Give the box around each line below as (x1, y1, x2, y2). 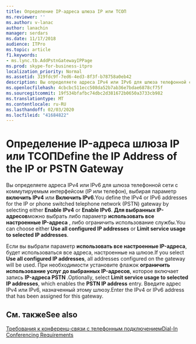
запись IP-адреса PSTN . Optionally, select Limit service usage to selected (6, 274, 188, 281)
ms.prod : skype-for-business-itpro (6, 63, 93, 69)
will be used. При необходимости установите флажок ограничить (6, 261, 170, 268)
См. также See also (6, 309, 78, 319)
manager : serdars (6, 30, 48, 36)
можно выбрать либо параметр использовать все (27, 213, 155, 220)
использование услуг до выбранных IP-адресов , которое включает (6, 268, 179, 275)
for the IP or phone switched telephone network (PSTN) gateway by (6, 200, 169, 207)
